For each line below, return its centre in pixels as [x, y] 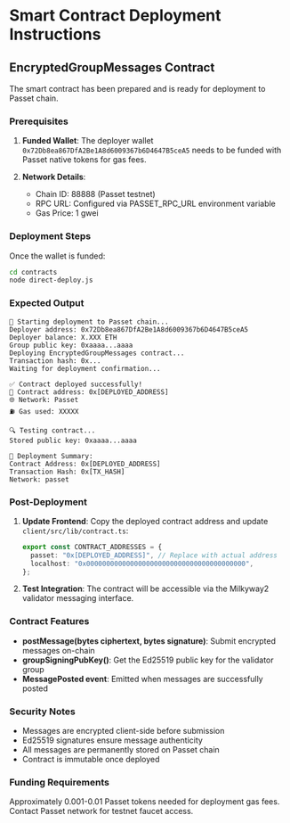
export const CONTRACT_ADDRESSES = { [92, 547]
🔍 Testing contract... [52, 430]
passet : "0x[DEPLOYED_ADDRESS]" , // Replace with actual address [154, 555]
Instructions [55, 34]
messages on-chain [58, 650]
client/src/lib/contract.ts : [75, 531]
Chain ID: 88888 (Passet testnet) [95, 194]
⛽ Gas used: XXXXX [44, 411]
